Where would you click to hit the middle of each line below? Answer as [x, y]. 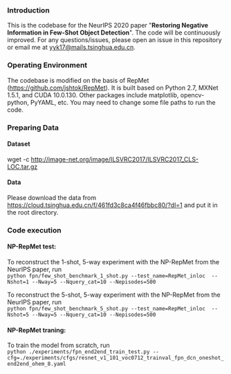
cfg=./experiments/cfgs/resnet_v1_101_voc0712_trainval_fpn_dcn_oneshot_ [116, 358]
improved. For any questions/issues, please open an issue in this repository [115, 40]
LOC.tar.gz [22, 166]
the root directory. [33, 212]
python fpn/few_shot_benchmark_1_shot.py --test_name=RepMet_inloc [107, 276]
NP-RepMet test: [32, 246]
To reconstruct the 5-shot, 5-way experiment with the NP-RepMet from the [114, 295]
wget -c [18, 159]
